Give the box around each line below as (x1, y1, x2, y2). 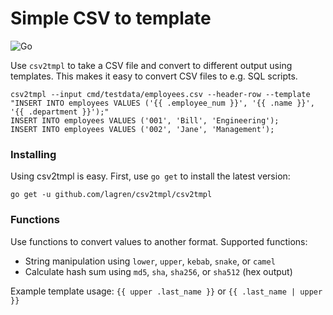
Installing (10, 147, 57, 161)
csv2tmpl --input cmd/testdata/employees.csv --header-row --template (10, 89, 311, 99)
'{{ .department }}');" (10, 107, 110, 117)
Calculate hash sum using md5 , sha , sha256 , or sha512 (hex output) (24, 265, 293, 277)
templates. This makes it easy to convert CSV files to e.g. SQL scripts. (10, 70, 298, 82)
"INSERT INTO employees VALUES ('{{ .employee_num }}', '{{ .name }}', (10, 98, 315, 108)
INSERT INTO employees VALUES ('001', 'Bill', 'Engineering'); (10, 115, 280, 126)
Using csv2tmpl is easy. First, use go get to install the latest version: (10, 170, 291, 182)
